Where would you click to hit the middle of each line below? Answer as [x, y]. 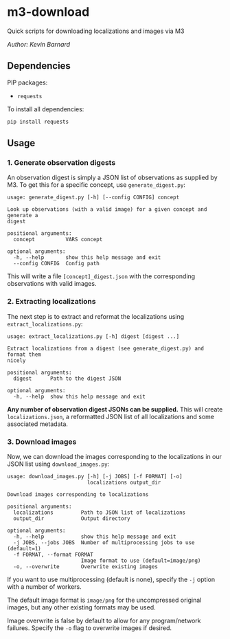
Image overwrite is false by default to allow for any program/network [104, 620]
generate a [23, 216]
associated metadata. [38, 424]
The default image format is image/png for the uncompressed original [104, 600]
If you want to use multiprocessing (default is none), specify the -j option [111, 579]
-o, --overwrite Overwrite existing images [85, 567]
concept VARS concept [58, 240]
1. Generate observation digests [61, 162]
